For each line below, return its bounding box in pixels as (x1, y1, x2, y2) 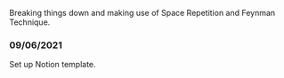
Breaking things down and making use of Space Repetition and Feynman (9, 8, 276, 18)
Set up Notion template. (9, 59, 96, 70)
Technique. (9, 17, 51, 27)
